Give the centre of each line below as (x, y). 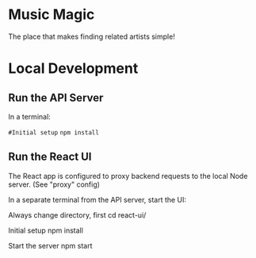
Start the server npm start (50, 245)
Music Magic (52, 15)
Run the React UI (50, 157)
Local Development (73, 68)
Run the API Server (56, 98)
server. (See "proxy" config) (54, 184)
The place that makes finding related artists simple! (92, 36)
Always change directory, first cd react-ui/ (77, 214)
